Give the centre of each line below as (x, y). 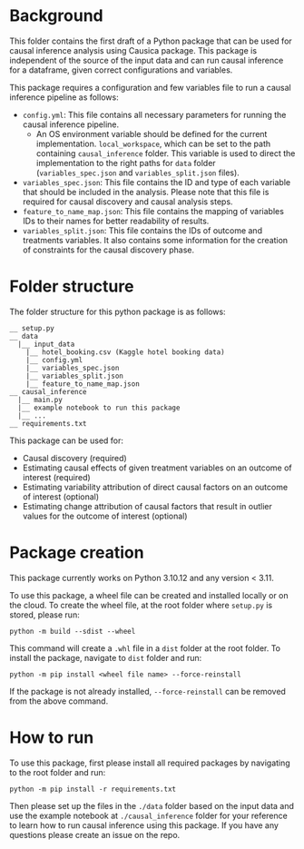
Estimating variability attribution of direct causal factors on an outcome (155, 487)
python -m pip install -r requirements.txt (93, 789)
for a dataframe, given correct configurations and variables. (121, 70)
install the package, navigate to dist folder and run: (106, 657)
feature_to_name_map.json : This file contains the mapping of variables (153, 211)
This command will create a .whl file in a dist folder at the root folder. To (145, 648)
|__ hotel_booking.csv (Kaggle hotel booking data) (125, 352)
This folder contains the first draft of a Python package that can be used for (151, 41)
